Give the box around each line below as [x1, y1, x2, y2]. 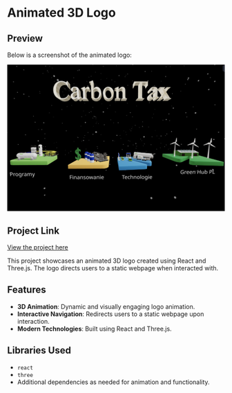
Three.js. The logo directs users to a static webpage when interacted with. [7, 263, 219, 272]
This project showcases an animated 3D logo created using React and [7, 256, 206, 265]
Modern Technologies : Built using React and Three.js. [17, 324, 172, 333]
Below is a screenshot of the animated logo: [7, 51, 133, 59]
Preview [7, 33, 43, 44]
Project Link [7, 225, 60, 236]
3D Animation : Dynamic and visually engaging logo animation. [17, 302, 195, 311]
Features [7, 284, 46, 296]
